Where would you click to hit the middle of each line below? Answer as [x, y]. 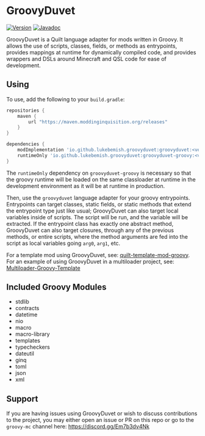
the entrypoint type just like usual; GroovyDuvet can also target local [92, 211]
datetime [26, 314]
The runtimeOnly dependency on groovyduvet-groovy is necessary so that [99, 173]
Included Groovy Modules [56, 287]
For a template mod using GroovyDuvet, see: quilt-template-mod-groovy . [98, 255]
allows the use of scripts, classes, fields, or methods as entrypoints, [92, 46]
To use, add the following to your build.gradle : [66, 99]
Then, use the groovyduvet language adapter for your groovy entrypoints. [98, 198]
